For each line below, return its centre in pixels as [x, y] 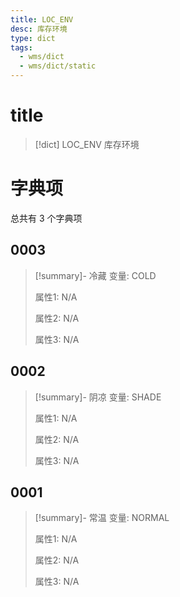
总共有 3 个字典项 [46, 218]
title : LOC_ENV [42, 19]
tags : [21, 47]
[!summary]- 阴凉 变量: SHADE [98, 397]
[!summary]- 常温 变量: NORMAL [102, 518]
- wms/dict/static [58, 66]
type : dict [33, 38]
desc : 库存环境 [39, 29]
